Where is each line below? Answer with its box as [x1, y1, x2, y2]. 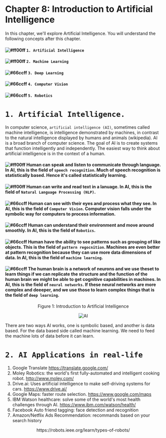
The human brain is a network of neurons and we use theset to [28, 266, 160, 272]
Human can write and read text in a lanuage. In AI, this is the [26, 184, 152, 190]
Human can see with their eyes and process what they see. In [28, 200, 157, 206]
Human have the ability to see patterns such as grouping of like [28, 239, 161, 245]
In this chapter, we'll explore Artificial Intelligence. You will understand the [5, 30, 156, 36]
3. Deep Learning [28, 70, 64, 75]
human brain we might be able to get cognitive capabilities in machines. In [5, 276, 161, 282]
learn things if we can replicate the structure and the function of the [5, 271, 148, 277]
